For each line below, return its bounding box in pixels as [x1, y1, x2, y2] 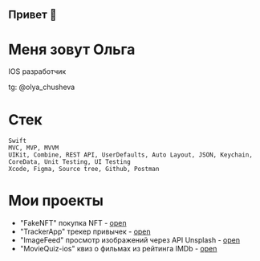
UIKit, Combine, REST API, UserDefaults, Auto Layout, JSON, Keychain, [8, 151, 253, 159]
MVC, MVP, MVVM [8, 144, 59, 153]
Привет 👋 [8, 8, 58, 22]
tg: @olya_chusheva [8, 82, 75, 92]
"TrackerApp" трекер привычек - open [19, 226, 151, 237]
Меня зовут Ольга [8, 40, 136, 59]
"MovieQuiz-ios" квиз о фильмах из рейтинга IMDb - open [19, 244, 217, 254]
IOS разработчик [8, 67, 67, 76]
